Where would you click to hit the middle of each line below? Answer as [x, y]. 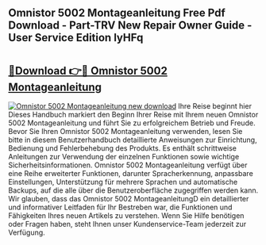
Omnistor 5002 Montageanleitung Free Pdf [117, 13]
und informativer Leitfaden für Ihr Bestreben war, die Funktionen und [120, 207]
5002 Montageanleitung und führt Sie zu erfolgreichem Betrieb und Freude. [132, 123]
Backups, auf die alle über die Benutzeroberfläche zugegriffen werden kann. [133, 190]
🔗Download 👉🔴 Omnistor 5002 [88, 71]
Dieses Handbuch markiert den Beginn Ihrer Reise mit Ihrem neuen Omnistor [133, 115]
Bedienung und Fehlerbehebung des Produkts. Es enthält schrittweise [122, 148]
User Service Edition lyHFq [76, 38]
